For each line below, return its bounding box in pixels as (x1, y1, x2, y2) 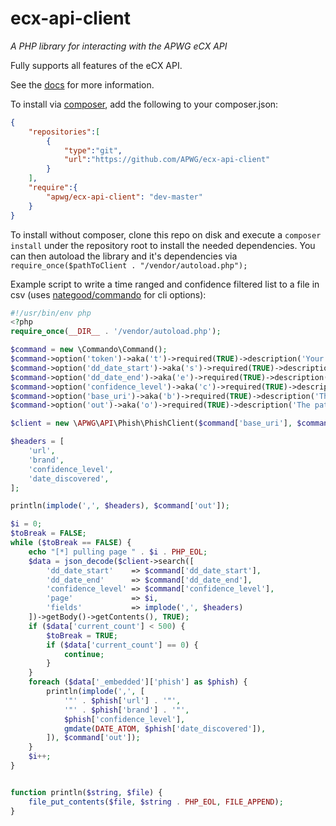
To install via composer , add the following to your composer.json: (10, 98, 279, 110)
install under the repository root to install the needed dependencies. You (10, 239, 316, 251)
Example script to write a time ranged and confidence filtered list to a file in (10, 278, 320, 290)
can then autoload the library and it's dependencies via (10, 250, 238, 262)
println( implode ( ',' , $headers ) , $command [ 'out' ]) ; (10, 501, 230, 511)
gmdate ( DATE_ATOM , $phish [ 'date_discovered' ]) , (63, 723, 267, 734)
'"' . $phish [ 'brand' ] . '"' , (63, 705, 190, 715)
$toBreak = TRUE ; (46, 630, 118, 641)
